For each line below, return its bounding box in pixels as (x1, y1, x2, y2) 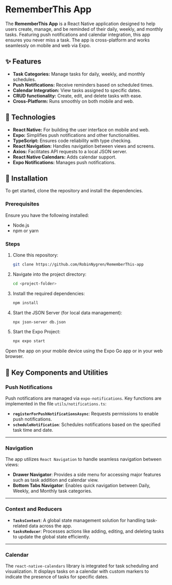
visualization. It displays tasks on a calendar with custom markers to (5, 568, 149, 574)
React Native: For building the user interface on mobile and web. (12, 127, 150, 133)
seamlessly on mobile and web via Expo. (5, 42, 91, 48)
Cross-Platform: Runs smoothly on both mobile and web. (12, 98, 134, 104)
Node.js (12, 222, 30, 228)
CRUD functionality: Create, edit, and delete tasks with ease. (12, 92, 142, 98)
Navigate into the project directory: (12, 271, 87, 277)
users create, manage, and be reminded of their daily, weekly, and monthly (5, 26, 163, 32)
